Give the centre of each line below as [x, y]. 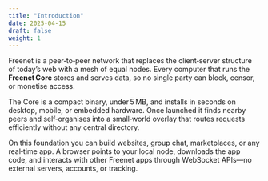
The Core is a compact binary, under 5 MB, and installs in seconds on [122, 102]
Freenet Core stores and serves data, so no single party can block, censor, [132, 78]
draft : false [30, 30]
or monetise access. [42, 86]
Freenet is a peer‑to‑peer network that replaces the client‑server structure [130, 61]
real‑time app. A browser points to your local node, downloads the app [124, 151]
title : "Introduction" [46, 16]
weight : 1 [25, 38]
